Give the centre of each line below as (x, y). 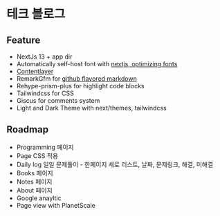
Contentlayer (35, 71)
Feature (24, 40)
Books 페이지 (35, 173)
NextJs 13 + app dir (44, 57)
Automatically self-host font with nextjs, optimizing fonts (97, 64)
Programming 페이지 (45, 147)
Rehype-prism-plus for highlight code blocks (80, 86)
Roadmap (28, 129)
